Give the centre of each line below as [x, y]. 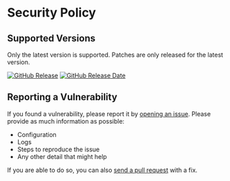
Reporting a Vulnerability [62, 97]
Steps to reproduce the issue [58, 149]
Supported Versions [51, 38]
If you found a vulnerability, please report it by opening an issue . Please [109, 114]
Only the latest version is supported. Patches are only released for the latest [115, 55]
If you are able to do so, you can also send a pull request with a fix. [103, 170]
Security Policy [52, 13]
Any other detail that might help [62, 156]
